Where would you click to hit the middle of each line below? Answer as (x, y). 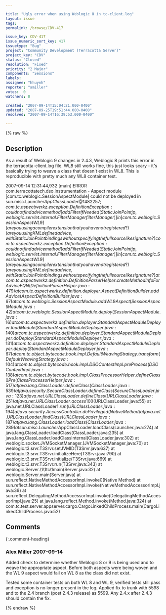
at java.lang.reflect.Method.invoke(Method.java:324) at (95, 501)
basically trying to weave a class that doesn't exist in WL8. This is (72, 171)
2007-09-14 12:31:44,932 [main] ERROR (46, 185)
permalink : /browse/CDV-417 (35, 28)
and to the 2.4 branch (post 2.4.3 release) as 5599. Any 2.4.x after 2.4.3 (79, 593)
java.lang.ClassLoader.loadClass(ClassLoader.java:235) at (65, 433)
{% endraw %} (21, 608)
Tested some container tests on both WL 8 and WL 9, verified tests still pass (83, 583)
